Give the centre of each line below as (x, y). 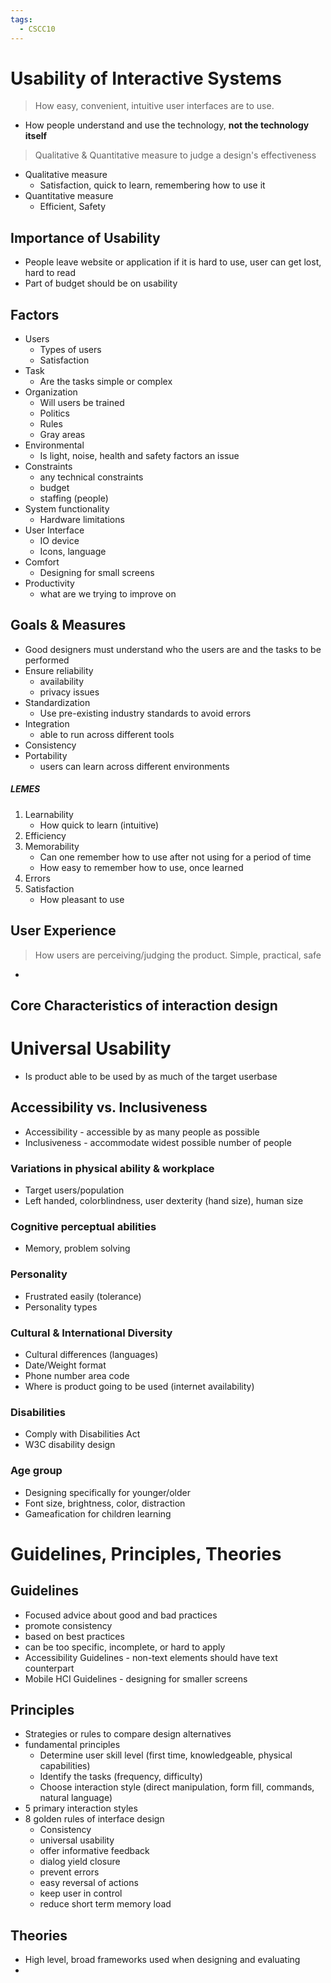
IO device (59, 541)
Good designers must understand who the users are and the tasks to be (173, 649)
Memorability (52, 846)
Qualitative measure (66, 175)
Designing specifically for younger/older (107, 1492)
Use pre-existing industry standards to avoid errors (145, 713)
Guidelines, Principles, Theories (146, 1553)
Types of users (70, 350)
